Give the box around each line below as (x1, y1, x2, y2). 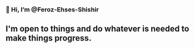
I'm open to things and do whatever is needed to (5, 24, 190, 34)
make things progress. (5, 33, 92, 44)
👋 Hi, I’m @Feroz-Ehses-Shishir (5, 5, 100, 14)
